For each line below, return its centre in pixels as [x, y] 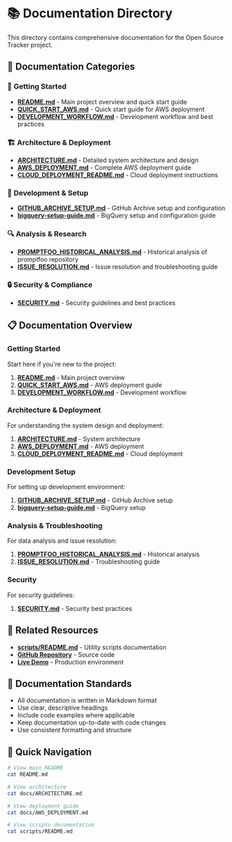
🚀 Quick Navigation [50, 752]
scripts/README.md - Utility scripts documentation [92, 647]
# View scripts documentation [51, 825]
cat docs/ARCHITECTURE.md [44, 793]
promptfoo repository [48, 259]
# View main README [35, 768]
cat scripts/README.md [40, 832]
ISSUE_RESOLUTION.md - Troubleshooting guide [89, 562]
